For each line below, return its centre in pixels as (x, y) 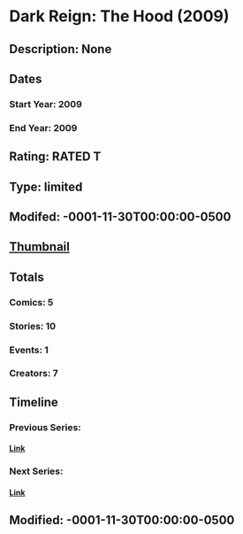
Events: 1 (29, 350)
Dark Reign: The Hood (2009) (119, 16)
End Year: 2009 (43, 128)
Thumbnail (40, 247)
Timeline (34, 402)
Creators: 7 (34, 374)
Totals (27, 277)
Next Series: (36, 471)
